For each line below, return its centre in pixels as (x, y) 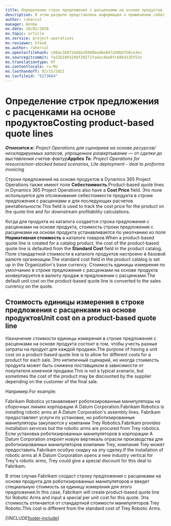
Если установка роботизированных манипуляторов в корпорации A (79, 434)
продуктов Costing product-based (80, 123)
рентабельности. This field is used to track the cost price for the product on (85, 206)
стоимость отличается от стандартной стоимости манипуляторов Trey (82, 503)
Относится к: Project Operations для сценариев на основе (69, 147)
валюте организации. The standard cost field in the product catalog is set (83, 259)
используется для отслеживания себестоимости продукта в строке (79, 195)
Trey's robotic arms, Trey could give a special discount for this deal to (78, 460)
